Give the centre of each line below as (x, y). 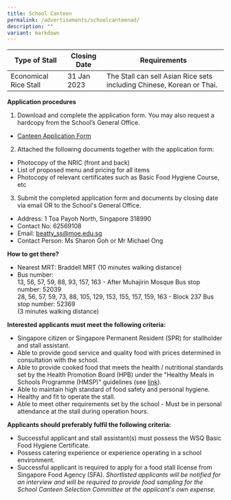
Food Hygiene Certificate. (54, 446)
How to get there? (33, 254)
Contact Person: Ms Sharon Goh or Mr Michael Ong (90, 241)
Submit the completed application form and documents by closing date (118, 198)
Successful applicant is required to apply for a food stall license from (114, 468)
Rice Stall (26, 85)
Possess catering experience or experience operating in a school (109, 453)
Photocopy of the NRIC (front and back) (74, 163)
